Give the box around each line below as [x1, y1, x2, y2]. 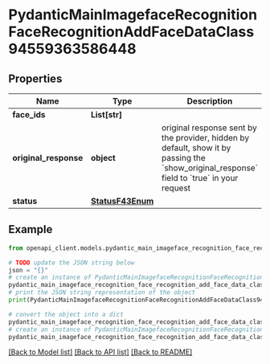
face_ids [12, 109, 46, 120]
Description [186, 96, 233, 106]
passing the [162, 153, 207, 163]
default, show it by [162, 142, 231, 153]
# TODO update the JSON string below [8, 259, 135, 267]
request [162, 182, 191, 194]
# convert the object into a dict [8, 310, 125, 318]
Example [8, 223, 53, 236]
